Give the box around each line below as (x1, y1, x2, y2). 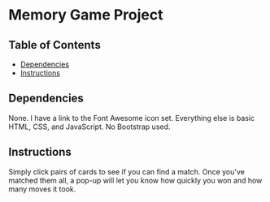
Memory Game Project (8, 6, 163, 24)
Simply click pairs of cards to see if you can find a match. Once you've (8, 166, 246, 176)
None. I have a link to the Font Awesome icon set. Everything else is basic (8, 113, 255, 122)
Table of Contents (8, 38, 102, 52)
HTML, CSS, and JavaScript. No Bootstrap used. (8, 122, 171, 131)
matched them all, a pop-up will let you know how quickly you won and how (8, 175, 263, 185)
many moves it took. (8, 184, 76, 194)
